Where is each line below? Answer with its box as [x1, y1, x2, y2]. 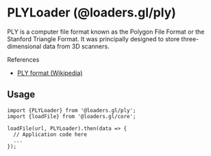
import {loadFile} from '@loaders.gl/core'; [7, 113, 136, 120]
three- [181, 34, 199, 43]
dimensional [7, 42, 42, 50]
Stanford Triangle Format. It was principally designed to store [7, 34, 180, 43]
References [7, 55, 40, 63]
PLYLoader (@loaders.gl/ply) [7, 5, 177, 21]
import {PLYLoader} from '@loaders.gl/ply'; [7, 107, 136, 114]
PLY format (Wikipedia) [16, 69, 83, 77]
